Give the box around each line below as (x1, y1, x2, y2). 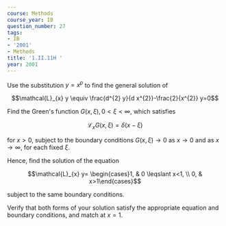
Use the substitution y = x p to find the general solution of (7, 79, 168, 89)
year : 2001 (7, 61, 38, 68)
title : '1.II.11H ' (7, 55, 63, 62)
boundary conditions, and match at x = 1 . (7, 211, 123, 219)
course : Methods (7, 10, 53, 17)
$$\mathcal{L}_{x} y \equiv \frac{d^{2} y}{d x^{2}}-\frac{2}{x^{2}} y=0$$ (11, 94, 219, 103)
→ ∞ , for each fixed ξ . (7, 143, 71, 151)
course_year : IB (7, 16, 53, 23)
